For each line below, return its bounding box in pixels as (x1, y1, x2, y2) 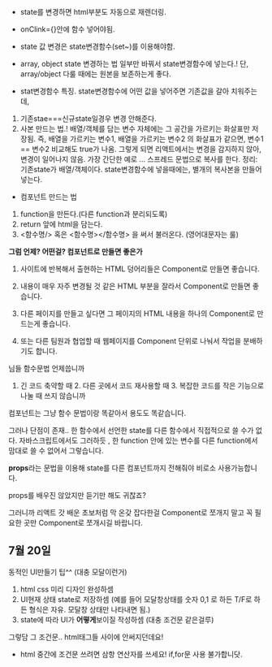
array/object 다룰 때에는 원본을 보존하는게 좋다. (19, 69, 172, 79)
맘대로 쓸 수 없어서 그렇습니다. (8, 446, 104, 455)
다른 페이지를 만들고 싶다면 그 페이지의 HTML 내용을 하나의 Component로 (19, 309, 256, 318)
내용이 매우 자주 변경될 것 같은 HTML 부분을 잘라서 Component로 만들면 (19, 281, 251, 291)
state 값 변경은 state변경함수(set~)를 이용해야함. (19, 41, 176, 51)
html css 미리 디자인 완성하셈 (19, 584, 114, 594)
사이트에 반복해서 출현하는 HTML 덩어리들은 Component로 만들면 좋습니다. (19, 264, 260, 274)
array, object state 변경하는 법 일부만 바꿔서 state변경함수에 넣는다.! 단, (19, 59, 249, 68)
